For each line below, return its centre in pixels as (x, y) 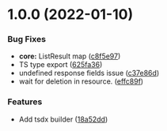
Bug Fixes (27, 39)
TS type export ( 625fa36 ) (61, 65)
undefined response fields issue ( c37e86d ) (89, 73)
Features (25, 102)
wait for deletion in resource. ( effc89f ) (81, 81)
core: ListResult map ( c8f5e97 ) (70, 56)
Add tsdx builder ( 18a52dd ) (63, 119)
